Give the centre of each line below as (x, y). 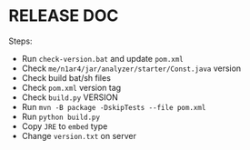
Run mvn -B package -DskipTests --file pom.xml (114, 106)
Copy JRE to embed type (65, 126)
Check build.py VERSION (70, 97)
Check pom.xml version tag (71, 87)
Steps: (20, 41)
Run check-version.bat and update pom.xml (102, 58)
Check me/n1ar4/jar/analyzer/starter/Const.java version (131, 68)
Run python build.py (61, 116)
